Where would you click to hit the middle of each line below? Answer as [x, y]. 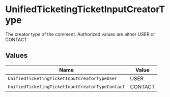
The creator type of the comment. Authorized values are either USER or [80, 34]
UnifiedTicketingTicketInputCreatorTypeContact [67, 87]
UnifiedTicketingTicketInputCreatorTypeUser [63, 78]
